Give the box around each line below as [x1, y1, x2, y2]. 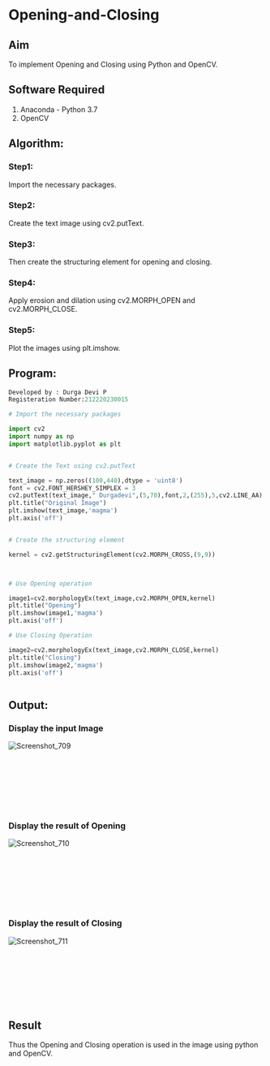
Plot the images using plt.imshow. [8, 343, 121, 352]
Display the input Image [8, 723, 104, 734]
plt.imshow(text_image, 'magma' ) [8, 507, 118, 515]
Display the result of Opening [8, 820, 126, 831]
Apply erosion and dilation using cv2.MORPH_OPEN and [8, 296, 196, 305]
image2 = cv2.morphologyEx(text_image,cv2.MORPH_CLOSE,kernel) [8, 645, 220, 654]
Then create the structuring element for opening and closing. [8, 257, 212, 267]
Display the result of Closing [8, 917, 122, 929]
